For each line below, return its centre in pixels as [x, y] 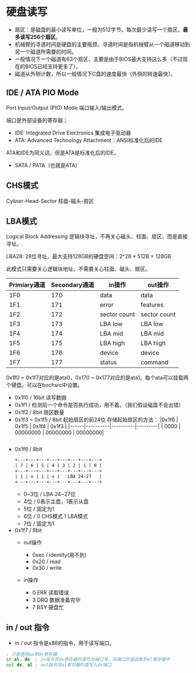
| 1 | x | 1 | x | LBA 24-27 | [58, 477]
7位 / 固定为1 [39, 523]
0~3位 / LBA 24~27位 [49, 494]
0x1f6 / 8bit [28, 449]
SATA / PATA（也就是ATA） [47, 165]
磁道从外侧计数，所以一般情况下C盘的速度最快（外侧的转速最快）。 [95, 74]
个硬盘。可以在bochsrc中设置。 [44, 385]
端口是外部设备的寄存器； [37, 120]
